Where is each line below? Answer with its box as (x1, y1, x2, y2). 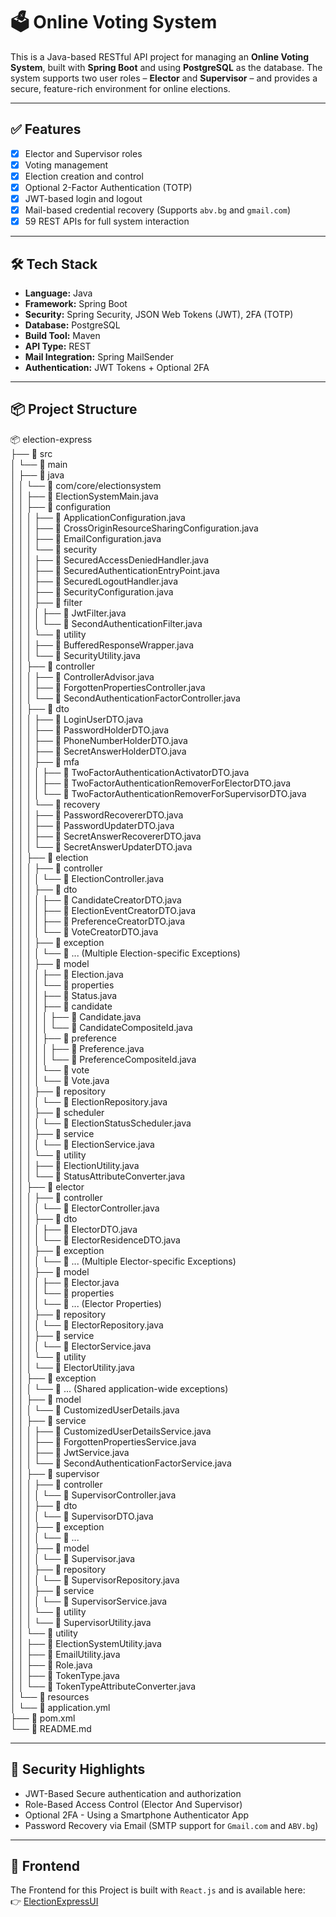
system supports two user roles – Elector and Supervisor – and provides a (10, 72, 318, 84)
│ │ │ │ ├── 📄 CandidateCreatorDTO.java (10, 894, 182, 906)
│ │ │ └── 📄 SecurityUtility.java (10, 649, 141, 661)
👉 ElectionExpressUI (10, 1895, 99, 1908)
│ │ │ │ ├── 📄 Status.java (10, 989, 118, 1001)
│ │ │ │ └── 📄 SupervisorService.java (10, 1595, 168, 1607)
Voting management (24, 159, 109, 171)
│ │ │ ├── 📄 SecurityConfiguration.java (10, 585, 174, 598)
